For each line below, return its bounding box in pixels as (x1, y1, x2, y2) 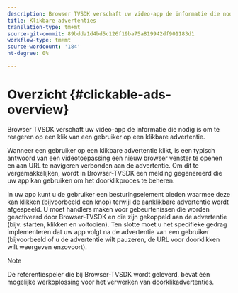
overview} (7, 102, 69, 117)
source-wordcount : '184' (7, 43, 81, 50)
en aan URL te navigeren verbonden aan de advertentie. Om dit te (7, 161, 200, 170)
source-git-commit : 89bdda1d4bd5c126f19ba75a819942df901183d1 (7, 30, 195, 38)
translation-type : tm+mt (7, 23, 81, 30)
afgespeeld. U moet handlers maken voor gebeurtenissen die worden (7, 205, 210, 213)
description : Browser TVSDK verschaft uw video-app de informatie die (7, 10, 220, 18)
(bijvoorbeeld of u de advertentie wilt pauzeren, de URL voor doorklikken (7, 235, 220, 243)
